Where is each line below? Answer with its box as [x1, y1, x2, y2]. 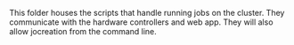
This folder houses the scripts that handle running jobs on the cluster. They [9, 8, 285, 18]
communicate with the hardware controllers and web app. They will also [9, 17, 274, 27]
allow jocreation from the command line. [9, 26, 158, 36]
